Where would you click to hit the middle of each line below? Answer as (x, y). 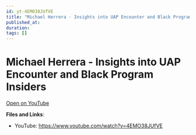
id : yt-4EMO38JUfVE (30, 11)
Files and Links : (25, 115)
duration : (18, 28)
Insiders (26, 87)
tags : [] (17, 33)
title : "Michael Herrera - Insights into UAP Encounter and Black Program (99, 17)
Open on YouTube (28, 103)
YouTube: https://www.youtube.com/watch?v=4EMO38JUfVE (89, 126)
